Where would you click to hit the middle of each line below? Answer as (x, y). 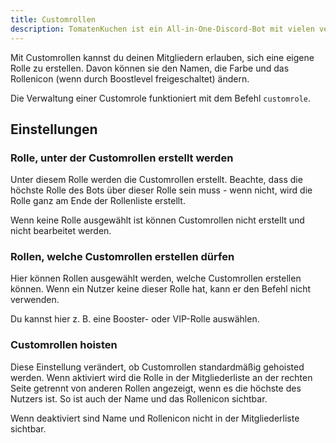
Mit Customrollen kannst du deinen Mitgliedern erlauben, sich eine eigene (162, 57)
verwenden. (35, 300)
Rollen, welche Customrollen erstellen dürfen (122, 257)
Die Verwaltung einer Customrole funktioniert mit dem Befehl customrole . (160, 98)
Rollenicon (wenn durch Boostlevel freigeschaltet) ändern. (130, 78)
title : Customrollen (53, 19)
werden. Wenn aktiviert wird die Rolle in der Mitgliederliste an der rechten (161, 377)
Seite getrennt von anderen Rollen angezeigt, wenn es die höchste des (156, 388)
